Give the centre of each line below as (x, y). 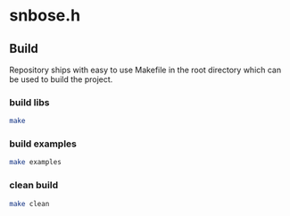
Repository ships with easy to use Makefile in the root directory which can (145, 70)
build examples (43, 144)
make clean (29, 204)
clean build (34, 186)
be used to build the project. (61, 79)
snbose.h (45, 16)
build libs (29, 102)
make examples (36, 162)
